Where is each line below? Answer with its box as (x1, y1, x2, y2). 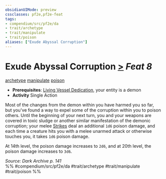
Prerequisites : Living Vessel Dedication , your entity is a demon (12, 87, 141, 93)
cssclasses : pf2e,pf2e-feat (5, 12, 63, 17)
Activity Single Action (12, 92, 58, 98)
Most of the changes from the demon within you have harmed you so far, (5, 102, 155, 108)
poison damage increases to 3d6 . (5, 148, 72, 154)
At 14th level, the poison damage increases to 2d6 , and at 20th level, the (5, 143, 152, 149)
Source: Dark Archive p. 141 (5, 158, 62, 164)
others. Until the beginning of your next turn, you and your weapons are (5, 112, 152, 118)
